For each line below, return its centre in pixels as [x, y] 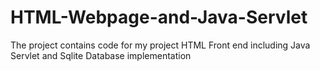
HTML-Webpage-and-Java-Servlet [159, 17]
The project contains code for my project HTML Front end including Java [160, 45]
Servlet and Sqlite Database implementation [101, 55]
